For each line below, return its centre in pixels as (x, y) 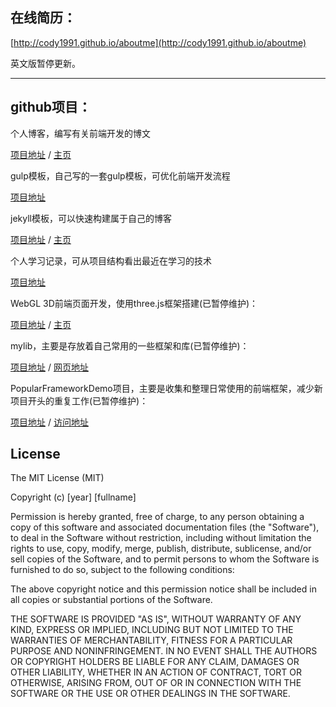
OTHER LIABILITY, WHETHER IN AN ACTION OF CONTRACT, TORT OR (156, 672)
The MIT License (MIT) (57, 478)
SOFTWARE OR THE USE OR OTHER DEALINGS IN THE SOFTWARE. (150, 694)
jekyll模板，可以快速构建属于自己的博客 (91, 218)
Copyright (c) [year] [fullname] (73, 497)
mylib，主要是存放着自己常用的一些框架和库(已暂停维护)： (130, 345)
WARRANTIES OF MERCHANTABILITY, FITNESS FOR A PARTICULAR (151, 640)
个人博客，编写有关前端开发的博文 (80, 133)
